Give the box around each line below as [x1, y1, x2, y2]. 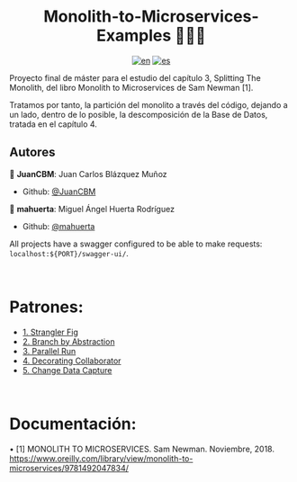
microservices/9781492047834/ [9, 462, 129, 473]
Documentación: [9, 414, 137, 433]
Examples [95, 25, 172, 46]
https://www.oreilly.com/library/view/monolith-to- [9, 452, 193, 464]
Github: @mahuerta [22, 220, 95, 231]
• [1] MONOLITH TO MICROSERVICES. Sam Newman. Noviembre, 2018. [9, 443, 274, 454]
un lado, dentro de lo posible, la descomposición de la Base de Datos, [9, 109, 268, 120]
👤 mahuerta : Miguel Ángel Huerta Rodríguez [9, 203, 175, 214]
